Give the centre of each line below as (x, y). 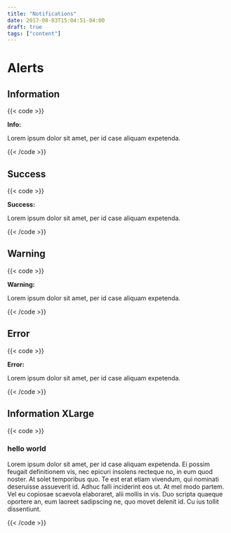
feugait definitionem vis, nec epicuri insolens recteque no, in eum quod (110, 471)
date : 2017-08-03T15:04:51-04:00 (56, 20)
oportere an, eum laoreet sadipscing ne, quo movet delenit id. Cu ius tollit (113, 501)
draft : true (25, 27)
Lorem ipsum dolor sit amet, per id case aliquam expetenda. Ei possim (109, 464)
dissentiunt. (24, 509)
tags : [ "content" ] (34, 33)
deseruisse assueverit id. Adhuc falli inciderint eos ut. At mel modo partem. (116, 487)
